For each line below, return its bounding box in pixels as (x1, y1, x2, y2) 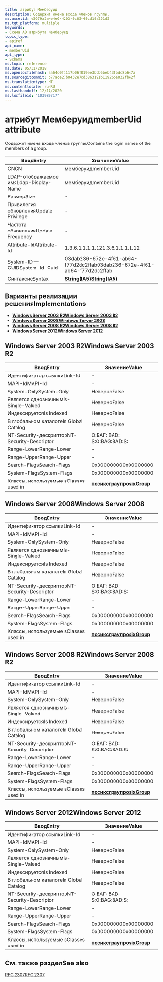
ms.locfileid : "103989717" (5, 93, 60, 98)
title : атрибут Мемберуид (5, 7, 57, 12)
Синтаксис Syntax (7, 275, 49, 282)
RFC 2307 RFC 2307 (5, 972, 45, 978)
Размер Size (7, 193, 35, 200)
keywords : (5, 25, 25, 30)
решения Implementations (5, 300, 86, 308)
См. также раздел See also (5, 959, 89, 967)
